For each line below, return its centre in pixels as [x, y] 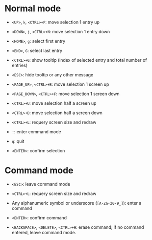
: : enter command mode [37, 132]
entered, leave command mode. [44, 232]
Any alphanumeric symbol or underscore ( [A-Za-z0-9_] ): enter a [76, 203]
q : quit [18, 141]
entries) [20, 65]
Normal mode [33, 9]
